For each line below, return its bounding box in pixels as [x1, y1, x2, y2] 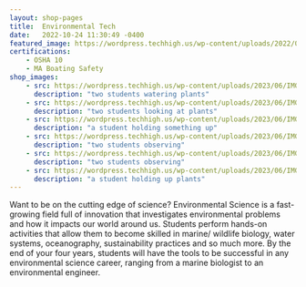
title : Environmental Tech [9, 22, 117, 31]
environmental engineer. [9, 267, 101, 278]
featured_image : [9, 38, 71, 48]
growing [9, 209, 41, 220]
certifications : [9, 47, 71, 56]
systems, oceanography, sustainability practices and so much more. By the [9, 238, 291, 249]
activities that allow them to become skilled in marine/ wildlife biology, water [9, 229, 295, 240]
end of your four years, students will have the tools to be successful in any [9, 248, 290, 259]
